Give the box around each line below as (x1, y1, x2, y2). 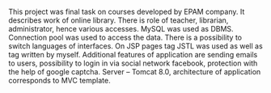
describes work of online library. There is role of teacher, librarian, (8, 15, 229, 25)
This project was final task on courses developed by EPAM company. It (8, 7, 245, 16)
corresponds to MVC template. (8, 76, 111, 85)
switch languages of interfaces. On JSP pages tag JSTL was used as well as (8, 41, 263, 51)
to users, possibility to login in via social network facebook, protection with (8, 58, 258, 68)
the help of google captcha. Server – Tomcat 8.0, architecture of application (8, 67, 261, 76)
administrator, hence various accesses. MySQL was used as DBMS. (8, 24, 234, 33)
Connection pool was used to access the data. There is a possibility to (8, 32, 243, 42)
